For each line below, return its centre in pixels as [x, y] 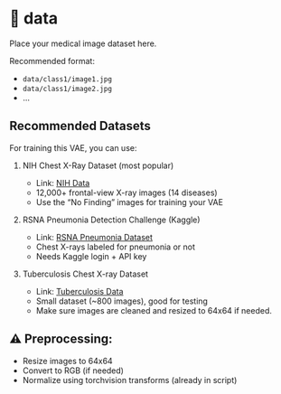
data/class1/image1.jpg [67, 79]
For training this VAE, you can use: [73, 147]
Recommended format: [52, 61]
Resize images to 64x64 [67, 361]
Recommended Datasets [80, 126]
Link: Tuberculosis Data [80, 291]
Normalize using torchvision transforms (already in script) [130, 380]
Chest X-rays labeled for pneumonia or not [116, 247]
